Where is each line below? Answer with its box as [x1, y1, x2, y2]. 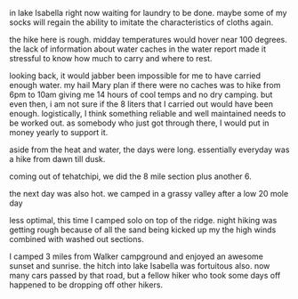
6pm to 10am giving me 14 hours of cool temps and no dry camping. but [9, 89, 273, 100]
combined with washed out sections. [9, 234, 144, 244]
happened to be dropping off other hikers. [9, 279, 163, 290]
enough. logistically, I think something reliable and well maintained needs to [9, 109, 286, 118]
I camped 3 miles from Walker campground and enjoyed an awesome [9, 251, 264, 262]
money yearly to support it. [9, 127, 109, 137]
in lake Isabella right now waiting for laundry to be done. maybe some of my [9, 8, 287, 18]
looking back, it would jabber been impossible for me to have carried [9, 70, 261, 81]
